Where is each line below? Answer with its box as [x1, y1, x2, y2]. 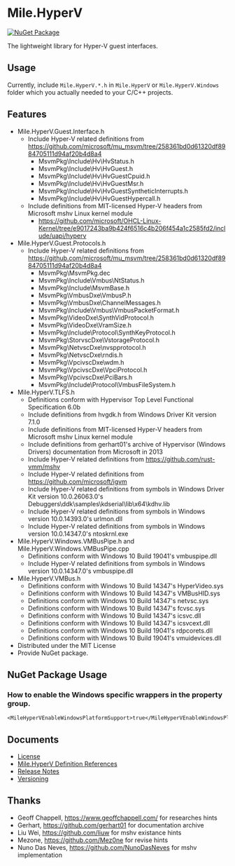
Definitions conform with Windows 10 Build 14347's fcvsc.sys [27, 604, 205, 612]
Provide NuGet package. [17, 649, 89, 657]
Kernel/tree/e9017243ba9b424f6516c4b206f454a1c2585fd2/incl [38, 224, 226, 232]
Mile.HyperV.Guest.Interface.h [17, 127, 105, 135]
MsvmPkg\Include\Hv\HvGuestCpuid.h [38, 172, 150, 180]
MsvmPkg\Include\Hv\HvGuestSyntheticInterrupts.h [38, 187, 189, 195]
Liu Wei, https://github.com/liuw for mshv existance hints [17, 828, 182, 837]
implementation [17, 851, 63, 859]
